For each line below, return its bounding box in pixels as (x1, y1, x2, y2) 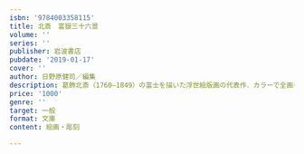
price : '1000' (9, 89, 63, 98)
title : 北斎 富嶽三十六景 (9, 22, 100, 31)
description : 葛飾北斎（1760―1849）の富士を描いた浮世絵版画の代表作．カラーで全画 (9, 81, 294, 90)
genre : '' (9, 97, 47, 107)
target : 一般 (9, 106, 56, 115)
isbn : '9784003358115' (9, 13, 95, 23)
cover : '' (9, 64, 47, 73)
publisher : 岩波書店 (9, 47, 81, 56)
